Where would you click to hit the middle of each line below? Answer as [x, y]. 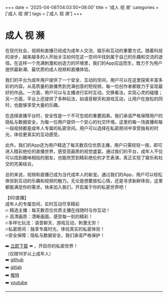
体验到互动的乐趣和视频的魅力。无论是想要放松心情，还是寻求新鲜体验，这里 [84, 181]
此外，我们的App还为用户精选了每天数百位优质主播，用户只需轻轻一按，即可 [84, 145]
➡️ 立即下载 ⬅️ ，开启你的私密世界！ [42, 246]
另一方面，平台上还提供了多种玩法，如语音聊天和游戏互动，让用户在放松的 [82, 99]
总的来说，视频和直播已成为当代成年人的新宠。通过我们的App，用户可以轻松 [84, 174]
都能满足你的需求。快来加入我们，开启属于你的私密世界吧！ [66, 187]
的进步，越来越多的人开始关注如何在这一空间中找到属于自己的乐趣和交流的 [82, 57]
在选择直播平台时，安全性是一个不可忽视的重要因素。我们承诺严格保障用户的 [84, 115]
